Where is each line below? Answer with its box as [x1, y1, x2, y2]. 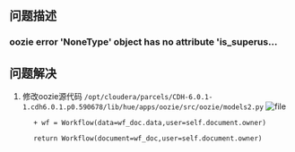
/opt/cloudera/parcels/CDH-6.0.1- [83, 93, 213, 102]
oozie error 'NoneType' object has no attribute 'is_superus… [9, 36, 278, 48]
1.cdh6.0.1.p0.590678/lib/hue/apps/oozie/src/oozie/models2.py [22, 103, 265, 112]
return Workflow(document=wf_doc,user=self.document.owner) [32, 134, 263, 143]
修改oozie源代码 [22, 91, 82, 102]
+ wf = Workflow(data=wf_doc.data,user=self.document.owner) [32, 119, 267, 128]
